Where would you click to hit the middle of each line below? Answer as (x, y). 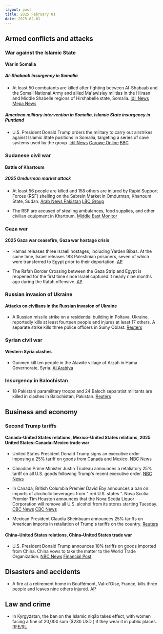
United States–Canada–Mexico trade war (47, 443)
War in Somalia (21, 64)
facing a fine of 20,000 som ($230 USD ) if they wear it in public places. (84, 621)
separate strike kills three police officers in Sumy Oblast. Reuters (77, 327)
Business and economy (41, 412)
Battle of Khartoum (25, 167)
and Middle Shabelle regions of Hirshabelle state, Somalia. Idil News (81, 98)
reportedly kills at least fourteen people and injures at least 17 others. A (83, 322)
